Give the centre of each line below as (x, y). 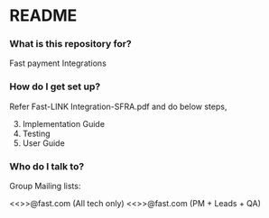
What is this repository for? (71, 44)
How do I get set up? (55, 86)
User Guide (43, 143)
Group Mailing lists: (45, 186)
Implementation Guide (64, 123)
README (43, 16)
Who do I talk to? (47, 166)
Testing (37, 133)
